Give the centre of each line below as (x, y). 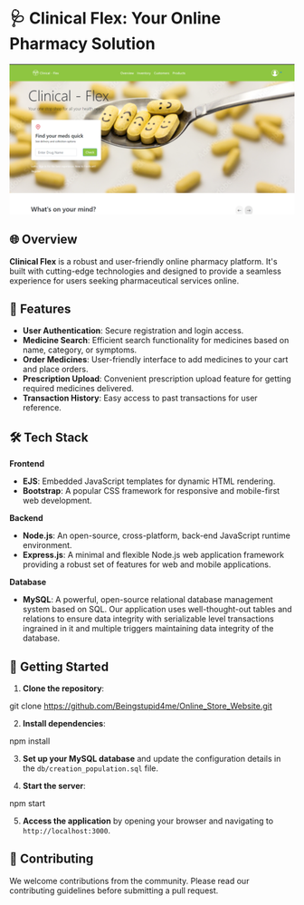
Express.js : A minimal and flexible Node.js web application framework (153, 555)
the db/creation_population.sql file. (90, 768)
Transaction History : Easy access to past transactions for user (140, 398)
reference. (42, 408)
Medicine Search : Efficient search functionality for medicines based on (156, 341)
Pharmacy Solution (82, 44)
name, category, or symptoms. (80, 350)
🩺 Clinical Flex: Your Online (115, 19)
